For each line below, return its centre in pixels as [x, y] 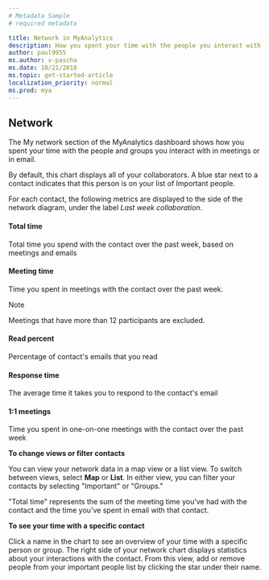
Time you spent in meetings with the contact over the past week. [116, 289]
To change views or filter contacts [67, 454]
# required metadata [43, 23]
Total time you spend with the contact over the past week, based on [121, 244]
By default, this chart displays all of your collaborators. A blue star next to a [133, 175]
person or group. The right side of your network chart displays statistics [128, 550]
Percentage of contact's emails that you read [83, 356]
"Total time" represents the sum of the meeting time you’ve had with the [128, 502]
